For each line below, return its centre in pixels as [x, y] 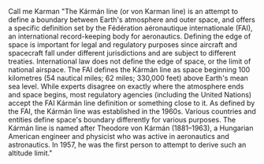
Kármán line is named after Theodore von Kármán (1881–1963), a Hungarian [131, 128]
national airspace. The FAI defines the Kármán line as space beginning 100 [129, 69]
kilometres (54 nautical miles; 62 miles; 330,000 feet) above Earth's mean [128, 78]
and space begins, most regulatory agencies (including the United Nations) [130, 95]
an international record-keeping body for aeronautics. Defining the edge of [130, 36]
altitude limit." [30, 153]
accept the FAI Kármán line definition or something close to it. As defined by [132, 103]
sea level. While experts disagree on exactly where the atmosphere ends [126, 86]
